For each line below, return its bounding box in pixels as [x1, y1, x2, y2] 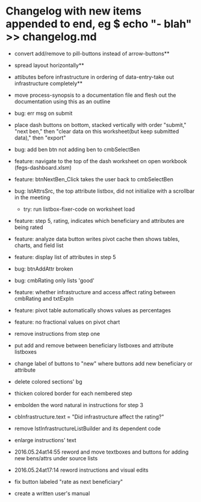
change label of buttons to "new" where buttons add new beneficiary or [14, 359, 193, 367]
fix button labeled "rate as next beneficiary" [14, 478, 123, 485]
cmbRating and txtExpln [14, 295, 74, 302]
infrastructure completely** [14, 80, 83, 87]
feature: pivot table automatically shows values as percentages [14, 306, 171, 314]
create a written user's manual [14, 489, 90, 497]
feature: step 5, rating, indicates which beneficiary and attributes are [14, 217, 185, 224]
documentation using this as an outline [14, 98, 111, 105]
